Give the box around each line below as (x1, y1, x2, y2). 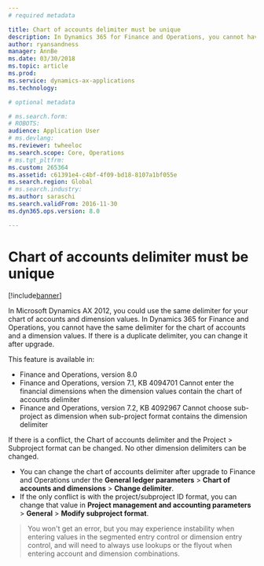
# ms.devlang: (8, 134, 55, 142)
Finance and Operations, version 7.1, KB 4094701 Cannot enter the (19, 378, 234, 387)
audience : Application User (8, 127, 101, 135)
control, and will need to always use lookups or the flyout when (27, 540, 233, 550)
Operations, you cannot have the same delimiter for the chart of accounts (8, 323, 246, 332)
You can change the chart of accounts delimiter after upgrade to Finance (19, 466, 255, 476)
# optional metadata (8, 98, 76, 106)
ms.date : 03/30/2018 (8, 55, 76, 63)
